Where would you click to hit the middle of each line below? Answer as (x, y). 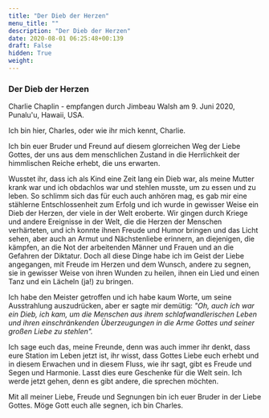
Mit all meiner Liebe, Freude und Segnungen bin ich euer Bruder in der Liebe (135, 397)
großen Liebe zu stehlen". (51, 332)
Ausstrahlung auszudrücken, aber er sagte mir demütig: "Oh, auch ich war (132, 306)
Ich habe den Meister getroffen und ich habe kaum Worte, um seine (120, 297)
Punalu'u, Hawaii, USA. (46, 115)
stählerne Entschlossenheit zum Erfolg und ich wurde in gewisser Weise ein (134, 205)
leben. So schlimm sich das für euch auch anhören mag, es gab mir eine (128, 196)
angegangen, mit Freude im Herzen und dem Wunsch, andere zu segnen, (130, 265)
